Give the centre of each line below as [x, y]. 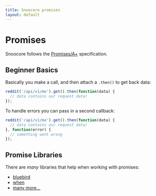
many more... [27, 188]
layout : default [22, 15]
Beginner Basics [32, 70]
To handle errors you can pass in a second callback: [60, 110]
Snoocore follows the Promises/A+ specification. [57, 54]
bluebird [21, 177]
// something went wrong [36, 134]
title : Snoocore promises [33, 10]
